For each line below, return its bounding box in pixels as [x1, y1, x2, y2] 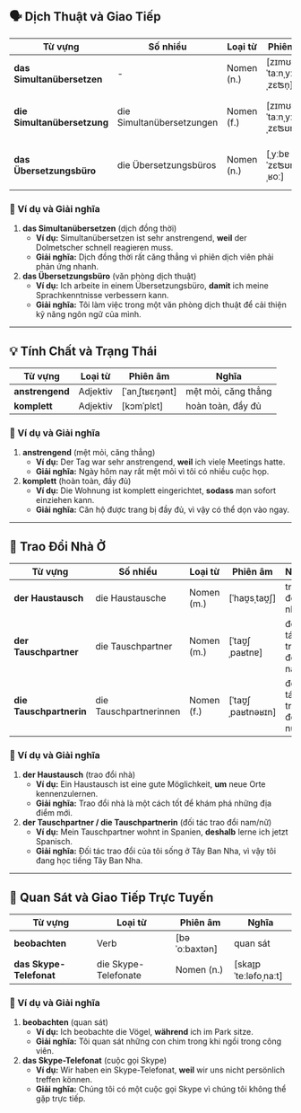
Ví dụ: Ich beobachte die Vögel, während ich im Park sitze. [35, 1027, 254, 1038]
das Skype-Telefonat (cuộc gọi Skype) [21, 1056, 168, 1066]
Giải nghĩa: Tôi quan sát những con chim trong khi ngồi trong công [35, 1036, 282, 1047]
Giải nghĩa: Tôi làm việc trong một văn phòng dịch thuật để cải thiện [35, 299, 287, 310]
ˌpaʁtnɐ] [228, 647, 263, 659]
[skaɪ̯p [234, 958, 262, 970]
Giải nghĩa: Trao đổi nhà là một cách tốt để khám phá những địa [35, 798, 271, 808]
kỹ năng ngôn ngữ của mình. [35, 309, 142, 320]
